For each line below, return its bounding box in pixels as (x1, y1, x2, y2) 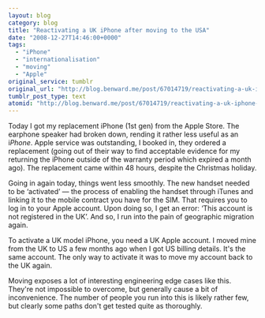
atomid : (8, 99, 34, 107)
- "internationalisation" (15, 56, 101, 64)
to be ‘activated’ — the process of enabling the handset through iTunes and (8, 187, 254, 196)
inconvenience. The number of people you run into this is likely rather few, (8, 293, 249, 302)
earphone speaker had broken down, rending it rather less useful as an (8, 129, 239, 139)
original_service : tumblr (8, 77, 93, 85)
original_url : (8, 84, 55, 93)
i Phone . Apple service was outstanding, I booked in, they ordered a (8, 138, 226, 148)
